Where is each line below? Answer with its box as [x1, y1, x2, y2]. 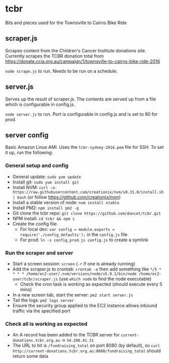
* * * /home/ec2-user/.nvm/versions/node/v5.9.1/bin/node [12, 271, 137, 277]
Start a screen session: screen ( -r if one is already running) [12, 260, 136, 266]
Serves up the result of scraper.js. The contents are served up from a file [5, 96, 156, 102]
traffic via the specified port [12, 308, 70, 314]
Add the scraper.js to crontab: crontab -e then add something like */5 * [12, 266, 162, 272]
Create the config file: [12, 221, 58, 227]
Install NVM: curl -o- [12, 184, 57, 190]
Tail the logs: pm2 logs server [12, 297, 74, 303]
